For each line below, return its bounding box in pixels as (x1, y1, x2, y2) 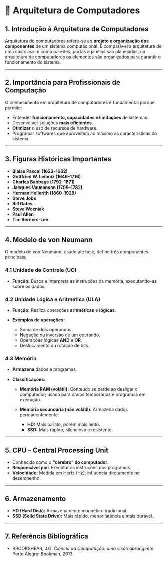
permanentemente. (19, 412, 59, 418)
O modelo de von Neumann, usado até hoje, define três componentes (5, 249, 149, 255)
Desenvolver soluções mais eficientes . (12, 120, 93, 126)
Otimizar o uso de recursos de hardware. (12, 125, 98, 131)
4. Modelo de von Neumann (5, 236, 93, 244)
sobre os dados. (12, 283, 46, 289)
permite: (5, 105, 22, 111)
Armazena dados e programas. (12, 366, 77, 372)
